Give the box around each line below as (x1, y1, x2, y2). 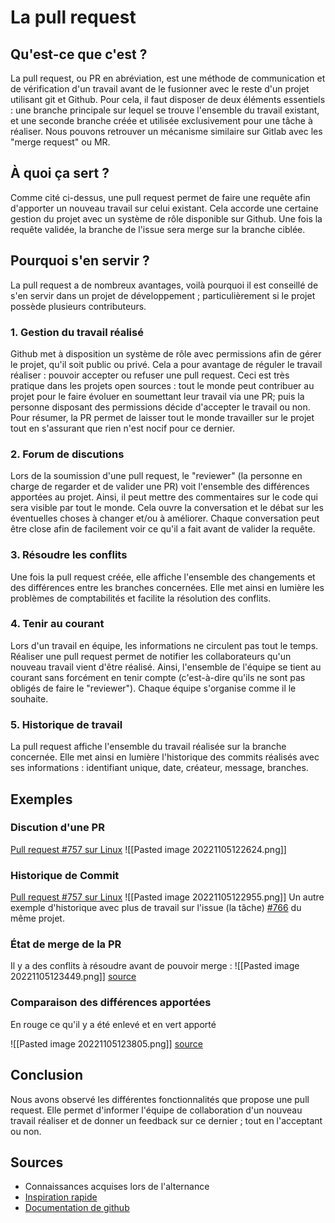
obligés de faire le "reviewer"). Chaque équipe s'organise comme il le (10, 682, 297, 694)
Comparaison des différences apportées (10, 996, 212, 1010)
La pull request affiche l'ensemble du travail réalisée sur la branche (10, 741, 287, 753)
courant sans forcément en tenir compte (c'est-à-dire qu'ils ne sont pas (10, 671, 306, 683)
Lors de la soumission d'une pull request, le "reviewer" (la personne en (10, 470, 303, 482)
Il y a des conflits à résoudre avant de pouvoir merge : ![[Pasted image (10, 960, 300, 972)
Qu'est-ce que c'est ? (10, 46, 148, 63)
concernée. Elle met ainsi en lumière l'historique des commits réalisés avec (10, 751, 320, 763)
